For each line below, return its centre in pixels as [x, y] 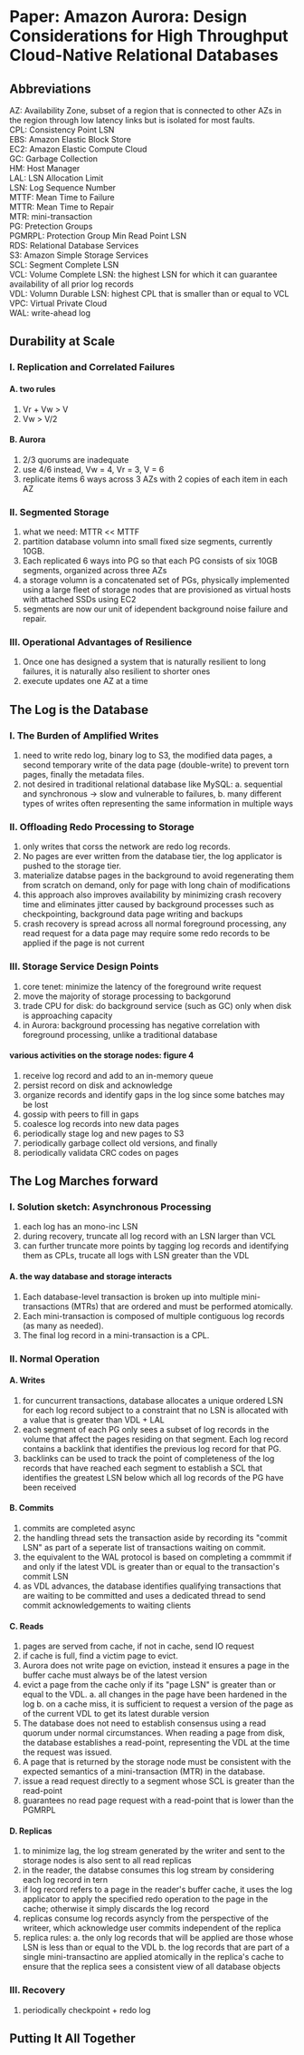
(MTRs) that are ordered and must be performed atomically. [182, 1306]
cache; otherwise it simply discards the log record [116, 1909]
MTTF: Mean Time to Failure [62, 197]
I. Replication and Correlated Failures [92, 367]
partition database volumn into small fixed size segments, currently [147, 542]
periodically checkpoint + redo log [86, 2010]
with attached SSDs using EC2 [79, 600]
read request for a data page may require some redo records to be [146, 934]
